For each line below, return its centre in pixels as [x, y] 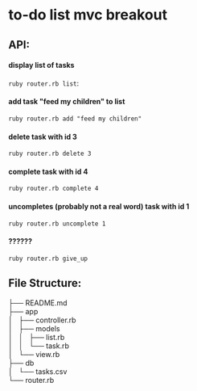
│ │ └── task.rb [39, 346]
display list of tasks [41, 65]
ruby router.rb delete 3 [50, 154]
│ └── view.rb [34, 354]
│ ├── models [34, 328]
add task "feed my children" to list [67, 102]
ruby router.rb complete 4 [53, 189]
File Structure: [45, 283]
